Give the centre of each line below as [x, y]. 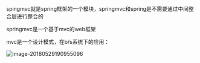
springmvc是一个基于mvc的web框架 [51, 29]
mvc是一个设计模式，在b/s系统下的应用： [58, 42]
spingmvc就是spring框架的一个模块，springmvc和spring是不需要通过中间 [98, 9]
